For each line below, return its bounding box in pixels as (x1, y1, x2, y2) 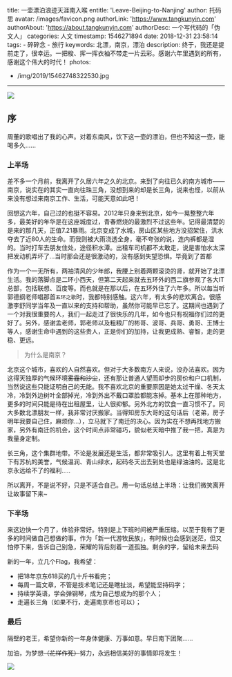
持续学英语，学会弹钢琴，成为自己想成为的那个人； (17, 589, 163, 598)
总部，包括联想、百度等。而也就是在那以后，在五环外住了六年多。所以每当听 (7, 284, 225, 292)
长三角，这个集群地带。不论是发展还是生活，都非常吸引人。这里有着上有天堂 (7, 449, 225, 457)
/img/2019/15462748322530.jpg (17, 72, 109, 79)
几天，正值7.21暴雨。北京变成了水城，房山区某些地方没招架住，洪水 (30, 227, 224, 235)
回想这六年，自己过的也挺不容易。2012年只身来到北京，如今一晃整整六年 (7, 209, 215, 218)
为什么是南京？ (23, 351, 67, 359)
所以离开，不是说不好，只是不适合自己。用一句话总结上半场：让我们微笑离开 (7, 481, 225, 489)
